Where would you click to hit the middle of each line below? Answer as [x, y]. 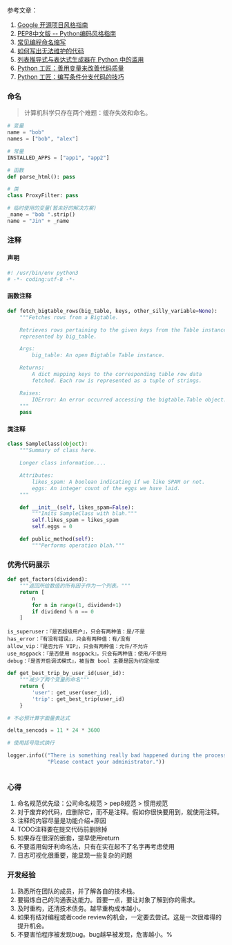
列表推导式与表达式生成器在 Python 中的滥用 [80, 60]
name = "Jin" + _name [38, 221]
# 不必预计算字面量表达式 [39, 718]
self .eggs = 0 [52, 527]
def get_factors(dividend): [48, 579]
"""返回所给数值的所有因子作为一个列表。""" [75, 586]
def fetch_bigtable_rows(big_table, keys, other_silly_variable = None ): [112, 311]
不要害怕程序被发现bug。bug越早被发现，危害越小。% [95, 935]
